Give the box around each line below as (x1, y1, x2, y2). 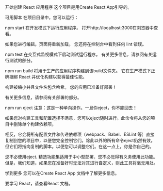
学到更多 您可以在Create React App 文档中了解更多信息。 (5, 170, 120, 176)
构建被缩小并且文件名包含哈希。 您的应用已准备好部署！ (5, 84, 117, 90)
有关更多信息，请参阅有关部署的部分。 (5, 95, 81, 100)
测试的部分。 (9, 58, 35, 63)
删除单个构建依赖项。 (13, 121, 56, 127)
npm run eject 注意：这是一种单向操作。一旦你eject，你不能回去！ (5, 105, 137, 111)
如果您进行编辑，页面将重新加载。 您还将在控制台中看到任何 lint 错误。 (5, 41, 147, 47)
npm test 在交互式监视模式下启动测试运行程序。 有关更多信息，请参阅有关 (5, 51, 153, 57)
